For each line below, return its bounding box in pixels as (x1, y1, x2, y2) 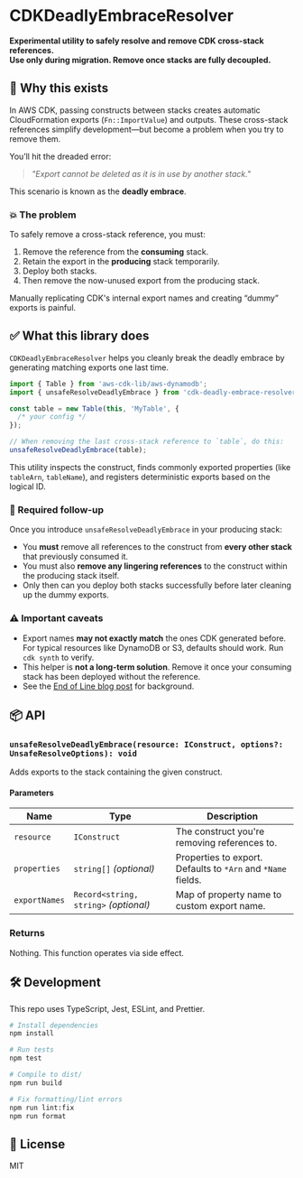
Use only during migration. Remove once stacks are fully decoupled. (9, 54, 271, 65)
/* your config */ (17, 413, 87, 422)
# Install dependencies (9, 1021, 99, 1030)
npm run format (9, 1111, 67, 1120)
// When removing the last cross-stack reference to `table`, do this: (9, 437, 284, 447)
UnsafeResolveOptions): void (9, 748, 138, 758)
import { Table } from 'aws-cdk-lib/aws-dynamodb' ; (9, 379, 207, 388)
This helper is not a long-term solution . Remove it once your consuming (22, 661, 292, 672)
